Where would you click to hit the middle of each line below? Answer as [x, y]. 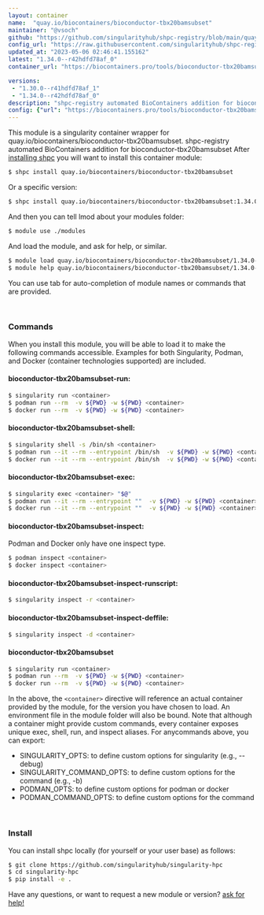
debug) [31, 764]
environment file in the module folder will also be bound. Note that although [130, 715]
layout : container [38, 15]
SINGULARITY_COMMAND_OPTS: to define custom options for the [127, 772]
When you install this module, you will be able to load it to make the [117, 344]
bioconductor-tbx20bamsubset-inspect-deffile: [88, 617]
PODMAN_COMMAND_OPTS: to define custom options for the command [137, 798]
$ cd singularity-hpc [44, 872]
